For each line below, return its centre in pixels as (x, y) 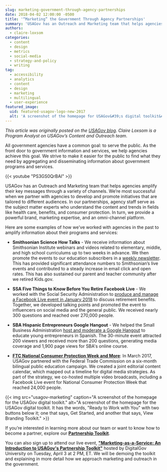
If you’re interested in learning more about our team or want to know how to (83, 428)
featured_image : (22, 107)
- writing (20, 65)
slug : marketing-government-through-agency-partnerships (65, 10)
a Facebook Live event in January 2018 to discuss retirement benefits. (84, 299)
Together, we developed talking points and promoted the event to (79, 305)
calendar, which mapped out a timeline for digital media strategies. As (84, 371)
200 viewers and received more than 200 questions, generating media (84, 341)
